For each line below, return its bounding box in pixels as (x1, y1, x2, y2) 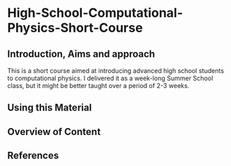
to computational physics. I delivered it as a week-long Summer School (7, 74, 213, 82)
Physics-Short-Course (7, 20, 143, 36)
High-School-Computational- (7, 5, 183, 21)
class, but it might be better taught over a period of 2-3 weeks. (7, 82, 190, 89)
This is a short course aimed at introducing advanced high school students (7, 67, 224, 75)
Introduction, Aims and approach (7, 48, 156, 60)
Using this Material (7, 102, 92, 114)
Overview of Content (7, 125, 101, 138)
